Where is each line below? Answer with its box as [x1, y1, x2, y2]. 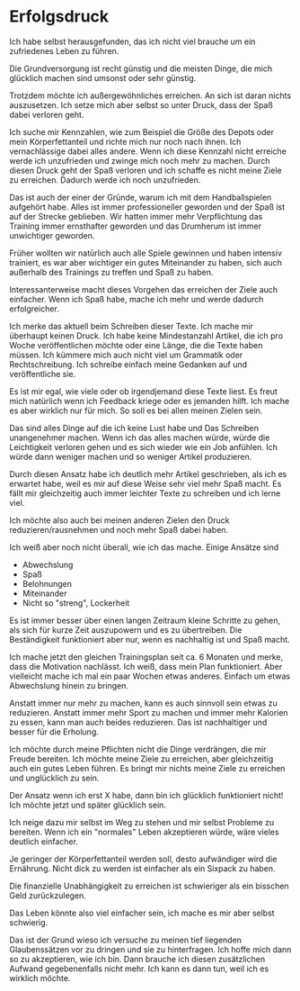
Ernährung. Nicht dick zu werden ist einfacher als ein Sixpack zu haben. [9, 862, 276, 874]
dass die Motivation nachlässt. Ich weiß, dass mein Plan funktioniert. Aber [9, 661, 283, 671]
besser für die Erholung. [9, 726, 99, 737]
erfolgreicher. [9, 303, 60, 314]
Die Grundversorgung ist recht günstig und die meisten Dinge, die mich [9, 63, 272, 74]
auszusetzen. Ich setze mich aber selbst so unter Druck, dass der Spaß [9, 99, 274, 110]
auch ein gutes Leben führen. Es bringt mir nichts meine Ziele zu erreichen [9, 762, 286, 773]
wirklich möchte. [9, 972, 71, 983]
